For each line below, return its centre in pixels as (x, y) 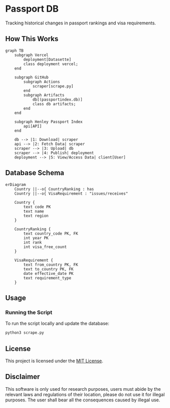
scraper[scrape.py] (53, 86)
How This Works (32, 39)
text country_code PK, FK (51, 233)
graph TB (14, 51)
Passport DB (32, 9)
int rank (33, 242)
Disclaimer (23, 377)
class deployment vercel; (51, 64)
